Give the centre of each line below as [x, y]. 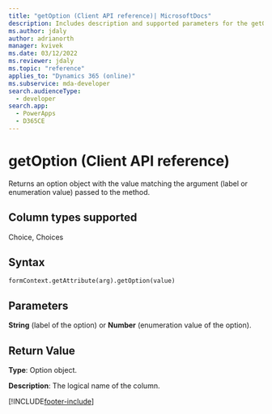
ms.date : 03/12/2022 [43, 53]
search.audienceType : [45, 91]
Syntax [27, 262]
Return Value [42, 351]
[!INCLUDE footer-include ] [51, 402]
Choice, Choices [36, 237]
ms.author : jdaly [38, 31]
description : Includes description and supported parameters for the [128, 23]
